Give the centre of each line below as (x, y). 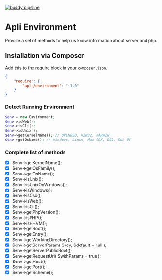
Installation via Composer (45, 56)
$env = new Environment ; (30, 117)
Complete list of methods (35, 152)
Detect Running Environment (40, 107)
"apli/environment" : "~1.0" (51, 86)
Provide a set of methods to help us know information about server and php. (81, 40)
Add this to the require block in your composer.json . (56, 68)
